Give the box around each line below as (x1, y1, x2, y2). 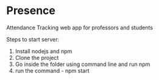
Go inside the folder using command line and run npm (15, 60, 150, 68)
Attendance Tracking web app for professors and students (6, 24, 154, 31)
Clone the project (15, 54, 59, 61)
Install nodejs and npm (15, 47, 72, 55)
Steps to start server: (6, 35, 60, 43)
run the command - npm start (15, 67, 90, 74)
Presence (6, 4, 56, 18)
